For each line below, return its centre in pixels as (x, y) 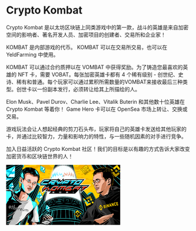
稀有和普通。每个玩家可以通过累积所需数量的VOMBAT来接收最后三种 (99, 82)
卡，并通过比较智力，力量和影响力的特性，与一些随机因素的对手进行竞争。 (96, 136)
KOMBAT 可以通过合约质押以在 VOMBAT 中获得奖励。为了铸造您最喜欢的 (94, 67)
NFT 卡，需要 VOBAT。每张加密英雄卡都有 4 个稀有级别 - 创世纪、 (98, 74)
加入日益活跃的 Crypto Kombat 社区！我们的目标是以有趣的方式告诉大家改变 (98, 148)
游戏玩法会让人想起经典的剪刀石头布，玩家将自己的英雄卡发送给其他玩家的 (96, 129)
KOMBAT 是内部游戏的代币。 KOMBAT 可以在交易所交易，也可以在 (87, 47)
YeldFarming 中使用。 (32, 54)
